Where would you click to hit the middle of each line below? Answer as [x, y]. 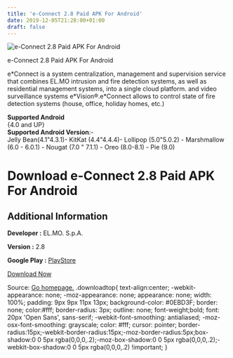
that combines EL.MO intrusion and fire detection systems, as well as [107, 81]
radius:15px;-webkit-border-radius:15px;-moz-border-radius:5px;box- [108, 332]
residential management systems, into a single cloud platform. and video [112, 89]
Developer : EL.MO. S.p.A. [45, 233]
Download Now [29, 274]
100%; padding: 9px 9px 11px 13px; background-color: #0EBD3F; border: [113, 303]
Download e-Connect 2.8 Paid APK [111, 175]
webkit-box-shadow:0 [39, 347]
